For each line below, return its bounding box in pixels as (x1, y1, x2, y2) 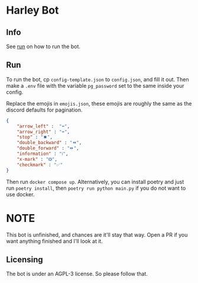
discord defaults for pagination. (6, 106, 83, 113)
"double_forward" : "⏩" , (17, 145, 80, 151)
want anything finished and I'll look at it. (6, 237, 103, 244)
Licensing (6, 255, 43, 265)
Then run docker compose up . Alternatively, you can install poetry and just (6, 178, 184, 185)
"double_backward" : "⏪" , (17, 140, 82, 146)
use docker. (6, 190, 35, 198)
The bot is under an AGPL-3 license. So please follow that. (6, 271, 148, 278)
